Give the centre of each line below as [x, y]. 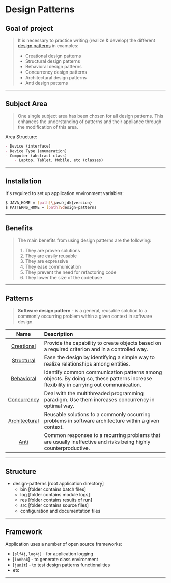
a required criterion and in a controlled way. [96, 349]
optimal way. [59, 406]
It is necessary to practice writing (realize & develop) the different [86, 40]
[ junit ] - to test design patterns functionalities [61, 565]
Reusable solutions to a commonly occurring [97, 414]
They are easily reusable [51, 256]
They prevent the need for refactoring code [71, 272]
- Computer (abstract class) [36, 156]
